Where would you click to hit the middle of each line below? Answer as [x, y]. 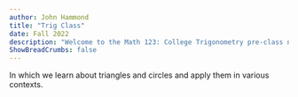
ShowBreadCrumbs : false [53, 50]
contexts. [26, 85]
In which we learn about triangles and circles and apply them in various [139, 75]
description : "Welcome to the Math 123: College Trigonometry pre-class [146, 42]
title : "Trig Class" [47, 26]
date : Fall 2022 [39, 34]
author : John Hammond [49, 17]
